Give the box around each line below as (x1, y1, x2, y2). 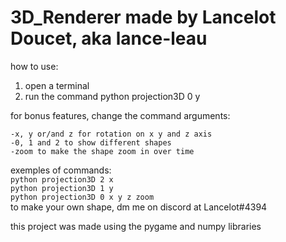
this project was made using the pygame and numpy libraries (10, 220, 262, 232)
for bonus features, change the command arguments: (10, 109, 231, 121)
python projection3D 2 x (10, 174, 114, 185)
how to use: (10, 60, 59, 72)
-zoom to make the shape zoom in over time (10, 146, 195, 156)
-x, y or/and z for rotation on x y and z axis (10, 129, 213, 139)
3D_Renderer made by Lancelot (10, 6, 277, 29)
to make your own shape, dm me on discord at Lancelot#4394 (10, 201, 268, 213)
